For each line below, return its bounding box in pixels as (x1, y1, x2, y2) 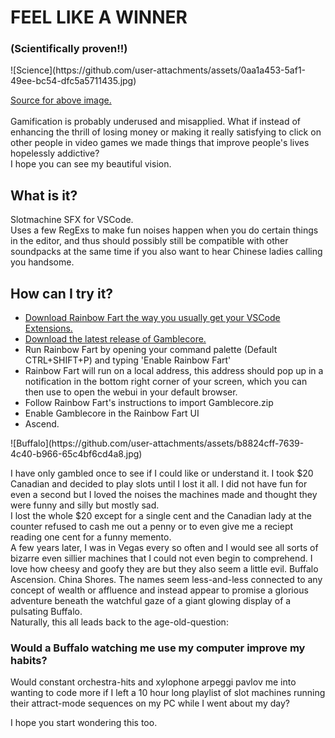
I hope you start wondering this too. (10, 717, 158, 729)
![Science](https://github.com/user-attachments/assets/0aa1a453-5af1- (10, 64, 307, 76)
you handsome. (10, 256, 75, 268)
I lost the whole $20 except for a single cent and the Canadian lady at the (10, 510, 312, 522)
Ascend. (24, 418, 60, 430)
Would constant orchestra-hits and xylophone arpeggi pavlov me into (10, 676, 297, 688)
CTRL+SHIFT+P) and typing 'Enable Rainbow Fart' (24, 354, 232, 366)
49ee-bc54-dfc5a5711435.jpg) (10, 75, 137, 87)
